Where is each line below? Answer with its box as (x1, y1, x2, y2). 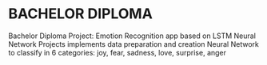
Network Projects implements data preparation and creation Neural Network (8, 39, 260, 48)
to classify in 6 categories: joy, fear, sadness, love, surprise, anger (8, 48, 226, 57)
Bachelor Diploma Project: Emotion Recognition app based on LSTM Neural (8, 31, 256, 40)
